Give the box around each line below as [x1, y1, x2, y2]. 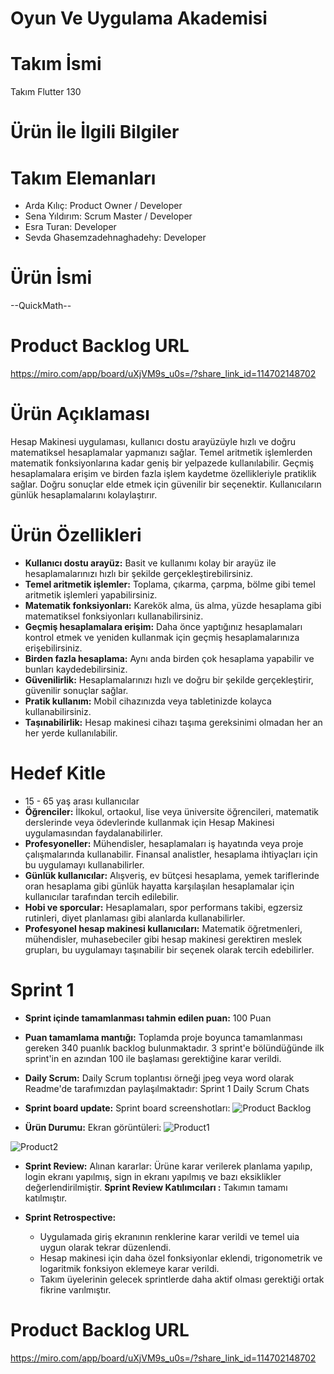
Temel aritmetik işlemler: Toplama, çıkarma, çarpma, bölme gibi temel [24, 578, 316, 590]
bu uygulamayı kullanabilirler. [24, 858, 145, 871]
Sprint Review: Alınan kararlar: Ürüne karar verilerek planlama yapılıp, [24, 1160, 313, 1172]
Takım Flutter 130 [10, 86, 82, 98]
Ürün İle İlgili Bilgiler [10, 121, 180, 144]
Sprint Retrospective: [24, 1211, 117, 1223]
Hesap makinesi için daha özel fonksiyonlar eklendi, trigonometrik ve [39, 1252, 323, 1264]
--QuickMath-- [10, 300, 72, 312]
